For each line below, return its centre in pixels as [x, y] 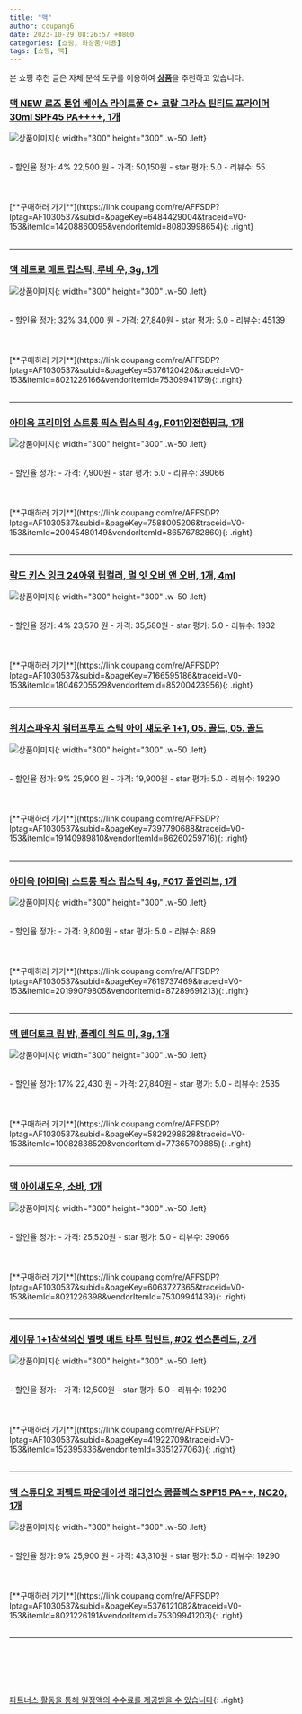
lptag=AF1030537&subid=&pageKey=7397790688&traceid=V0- [127, 828]
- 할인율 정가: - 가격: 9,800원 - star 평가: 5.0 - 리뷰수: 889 [112, 931]
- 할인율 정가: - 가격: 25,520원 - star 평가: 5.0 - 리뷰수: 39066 [120, 1236]
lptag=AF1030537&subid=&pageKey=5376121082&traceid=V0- [126, 1606]
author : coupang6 [42, 26]
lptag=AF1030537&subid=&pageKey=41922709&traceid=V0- [122, 1439]
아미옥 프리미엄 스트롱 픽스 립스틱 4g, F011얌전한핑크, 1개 [127, 423]
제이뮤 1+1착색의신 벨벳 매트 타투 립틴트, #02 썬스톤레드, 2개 [133, 1339]
